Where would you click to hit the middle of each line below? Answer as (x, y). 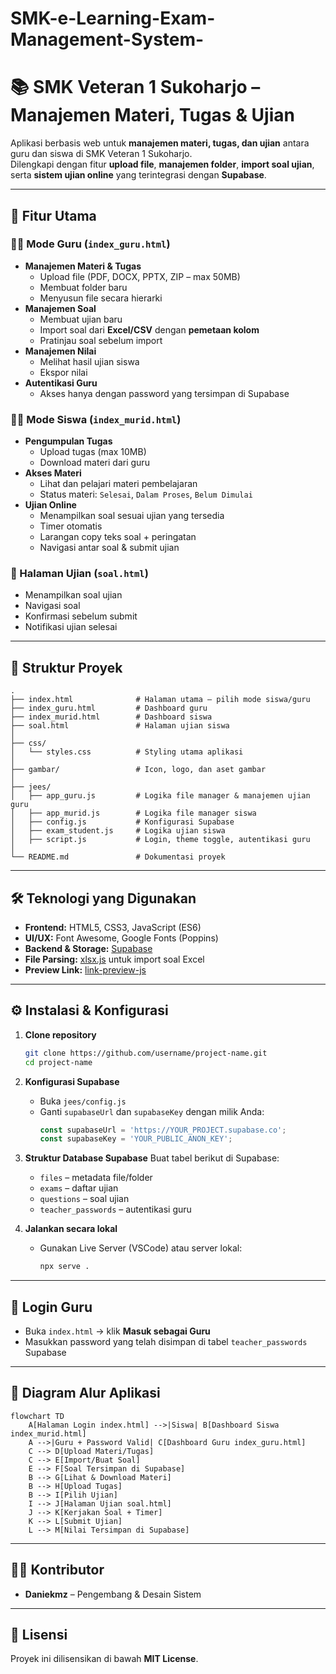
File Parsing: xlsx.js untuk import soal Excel (114, 959)
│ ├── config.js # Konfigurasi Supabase (122, 822)
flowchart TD (37, 1416)
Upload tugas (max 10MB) (93, 452)
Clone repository (60, 1034)
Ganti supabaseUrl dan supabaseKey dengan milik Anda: (152, 1111)
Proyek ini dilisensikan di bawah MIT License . (104, 1659)
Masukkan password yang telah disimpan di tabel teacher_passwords (166, 1342)
